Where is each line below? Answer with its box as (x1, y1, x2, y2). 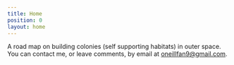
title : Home (7, 10, 42, 17)
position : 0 (7, 17, 42, 24)
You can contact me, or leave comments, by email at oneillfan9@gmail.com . (7, 50, 228, 58)
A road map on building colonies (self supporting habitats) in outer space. (7, 43, 221, 51)
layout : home (7, 23, 46, 30)
